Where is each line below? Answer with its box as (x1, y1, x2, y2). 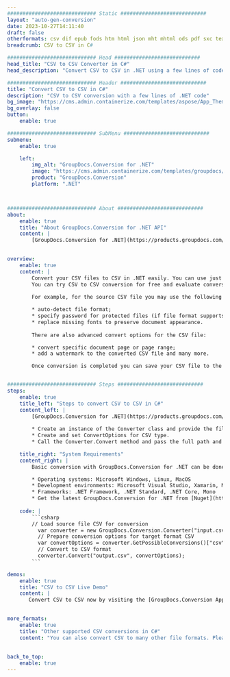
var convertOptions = (37, 539, 99, 547)
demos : (7, 571, 26, 578)
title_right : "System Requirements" (19, 450, 125, 458)
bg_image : (7, 99, 36, 106)
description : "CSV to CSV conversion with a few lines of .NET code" (7, 92, 210, 99)
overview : (7, 256, 36, 262)
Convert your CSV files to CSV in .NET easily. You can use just (31, 275, 222, 282)
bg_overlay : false (7, 105, 60, 112)
